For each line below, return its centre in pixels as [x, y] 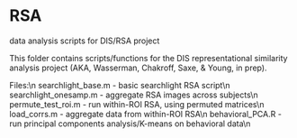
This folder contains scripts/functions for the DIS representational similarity [148, 58]
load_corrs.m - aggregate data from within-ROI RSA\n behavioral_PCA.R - [145, 114]
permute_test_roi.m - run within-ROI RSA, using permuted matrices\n [137, 104]
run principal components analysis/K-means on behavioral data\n [130, 124]
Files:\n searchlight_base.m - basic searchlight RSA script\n [120, 85]
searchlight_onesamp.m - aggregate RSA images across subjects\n [134, 95]
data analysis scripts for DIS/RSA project [85, 41]
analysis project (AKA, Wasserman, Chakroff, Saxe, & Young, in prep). [138, 68]
